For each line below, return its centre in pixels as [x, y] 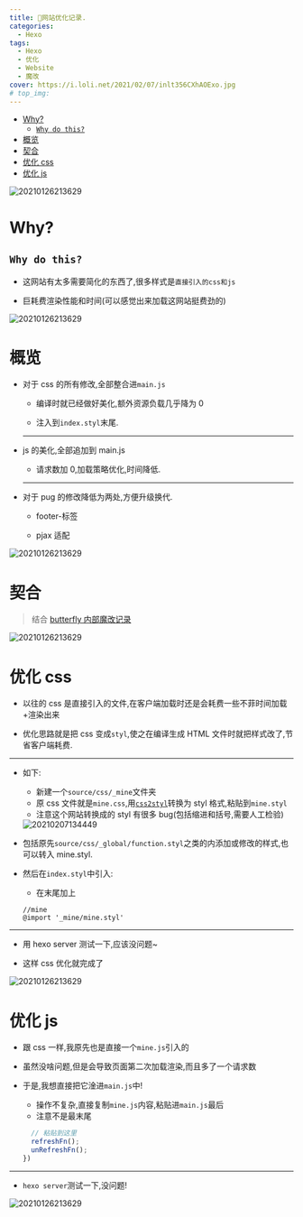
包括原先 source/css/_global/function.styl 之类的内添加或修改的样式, [151, 844]
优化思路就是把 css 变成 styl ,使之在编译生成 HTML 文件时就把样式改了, [154, 734]
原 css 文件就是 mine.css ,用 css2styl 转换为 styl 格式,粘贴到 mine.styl [161, 803]
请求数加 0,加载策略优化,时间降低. [98, 469]
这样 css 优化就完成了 [63, 963]
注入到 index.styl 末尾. [77, 423]
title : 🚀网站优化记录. [48, 18]
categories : [32, 26]
